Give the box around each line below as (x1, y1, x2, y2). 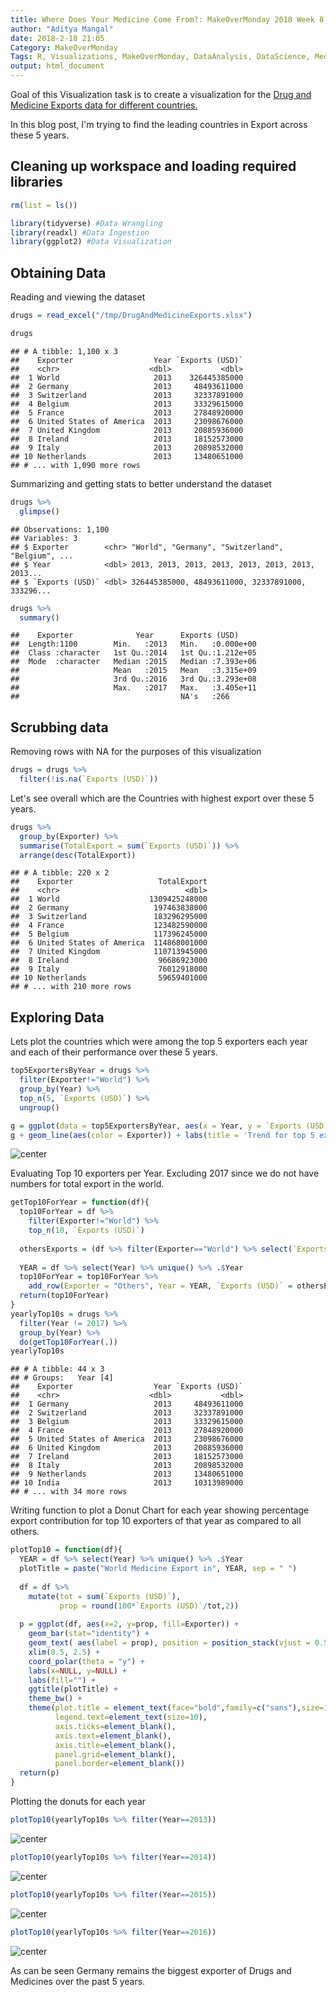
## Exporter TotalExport (10, 877, 208, 887)
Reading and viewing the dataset (10, 291, 146, 303)
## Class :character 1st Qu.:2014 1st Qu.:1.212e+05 (10, 648, 257, 658)
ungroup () (19, 1102, 60, 1113)
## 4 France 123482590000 (10, 921, 208, 931)
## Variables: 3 (10, 533, 78, 543)
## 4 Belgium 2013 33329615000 (10, 399, 244, 409)
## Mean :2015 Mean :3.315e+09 (10, 666, 257, 676)
